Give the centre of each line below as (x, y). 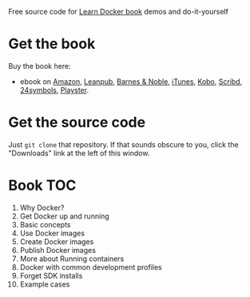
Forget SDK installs (51, 275)
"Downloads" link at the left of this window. (79, 153)
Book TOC (42, 185)
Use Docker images (52, 233)
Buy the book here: (40, 66)
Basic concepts (45, 224)
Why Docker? (42, 207)
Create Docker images (57, 241)
